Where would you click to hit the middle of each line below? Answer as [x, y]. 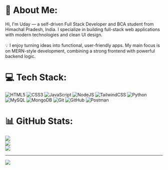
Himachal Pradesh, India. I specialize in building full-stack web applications [83, 29]
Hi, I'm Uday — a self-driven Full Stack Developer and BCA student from [79, 24]
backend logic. [20, 56]
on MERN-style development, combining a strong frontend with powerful [80, 51]
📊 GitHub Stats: [39, 121]
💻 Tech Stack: [36, 77]
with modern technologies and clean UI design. [54, 34]
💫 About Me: [31, 10]
